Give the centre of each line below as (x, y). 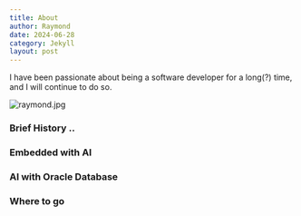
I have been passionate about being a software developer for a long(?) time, (151, 77)
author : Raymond (40, 26)
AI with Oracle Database (64, 176)
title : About (34, 18)
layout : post (34, 52)
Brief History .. (42, 128)
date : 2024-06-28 (42, 34)
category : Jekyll (42, 43)
